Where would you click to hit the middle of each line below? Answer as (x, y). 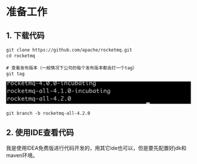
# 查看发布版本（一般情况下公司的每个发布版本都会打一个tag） (72, 68)
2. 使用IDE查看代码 (40, 133)
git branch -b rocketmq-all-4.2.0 (48, 114)
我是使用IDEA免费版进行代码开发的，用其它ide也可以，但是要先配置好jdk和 (96, 148)
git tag (16, 74)
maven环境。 (22, 155)
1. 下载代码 (26, 35)
